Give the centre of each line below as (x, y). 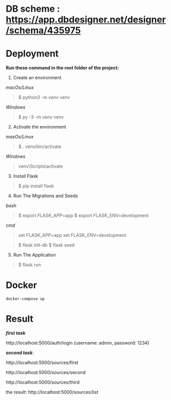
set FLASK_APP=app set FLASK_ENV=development (72, 235)
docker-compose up (25, 299)
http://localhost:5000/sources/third (43, 382)
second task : (20, 353)
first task (16, 333)
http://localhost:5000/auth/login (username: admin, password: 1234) (78, 343)
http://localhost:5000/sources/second (46, 372)
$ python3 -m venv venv (44, 98)
